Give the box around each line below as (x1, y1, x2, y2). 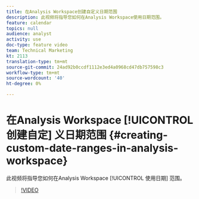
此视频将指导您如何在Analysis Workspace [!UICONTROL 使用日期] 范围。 (6, 174, 186, 182)
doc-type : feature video (6, 42, 68, 48)
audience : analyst (6, 31, 52, 37)
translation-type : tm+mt (6, 58, 68, 64)
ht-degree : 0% (6, 81, 42, 87)
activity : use (6, 36, 42, 42)
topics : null (6, 25, 39, 32)
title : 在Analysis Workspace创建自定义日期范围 (6, 8, 117, 15)
